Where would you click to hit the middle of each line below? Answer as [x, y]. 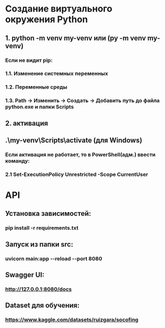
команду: [18, 160]
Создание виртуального [59, 9]
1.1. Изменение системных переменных [57, 73]
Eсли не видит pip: [29, 60]
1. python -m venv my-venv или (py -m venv [76, 38]
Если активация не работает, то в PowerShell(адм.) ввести [80, 154]
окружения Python [47, 19]
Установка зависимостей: [48, 214]
